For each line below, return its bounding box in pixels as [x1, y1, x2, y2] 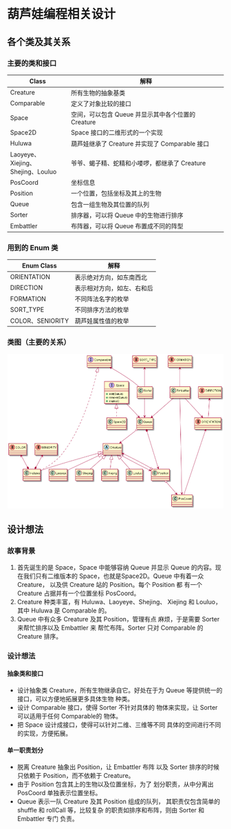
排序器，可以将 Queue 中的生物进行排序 [71, 211, 184, 219]
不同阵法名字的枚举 [74, 294, 129, 303]
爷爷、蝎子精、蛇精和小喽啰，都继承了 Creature [71, 159, 206, 167]
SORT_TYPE [10, 305, 45, 314]
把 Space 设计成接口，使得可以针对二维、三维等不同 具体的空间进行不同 [16, 720, 221, 728]
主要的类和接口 [7, 58, 57, 68]
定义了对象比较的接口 [71, 99, 132, 108]
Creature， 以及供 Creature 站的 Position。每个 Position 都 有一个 [16, 580, 203, 588]
